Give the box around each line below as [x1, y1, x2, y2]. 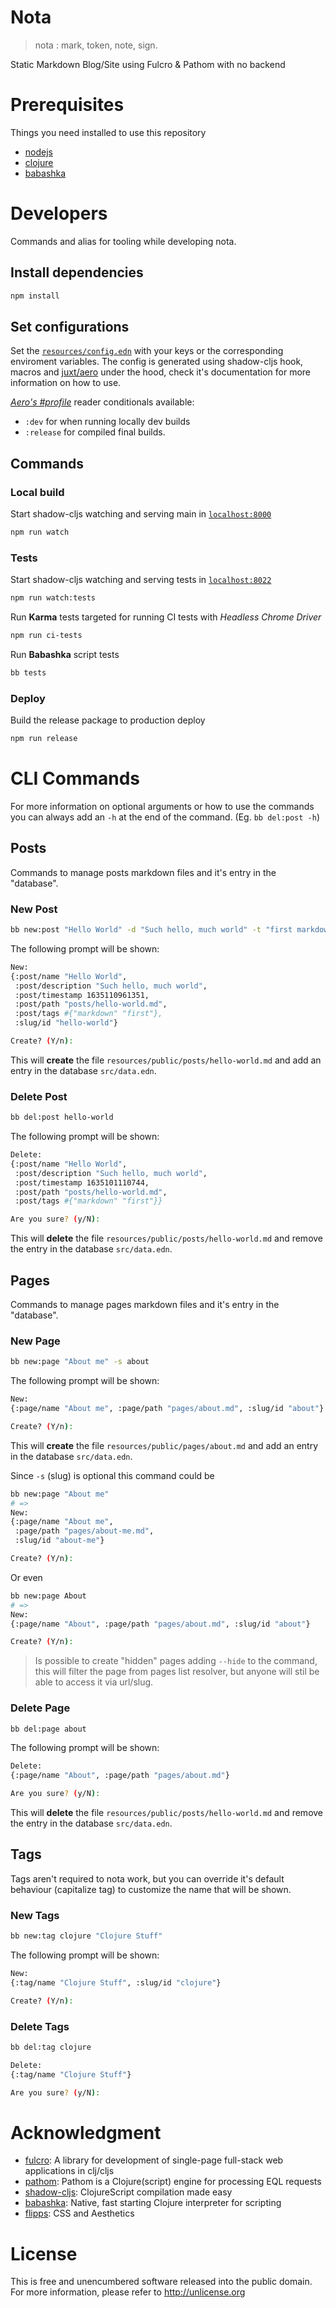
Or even [10, 1571, 43, 1583]
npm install [10, 291, 60, 301]
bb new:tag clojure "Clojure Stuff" [10, 1931, 163, 1941]
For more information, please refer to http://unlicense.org [10, 2286, 246, 2298]
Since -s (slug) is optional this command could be [10, 1469, 215, 1481]
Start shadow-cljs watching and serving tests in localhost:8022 [10, 574, 272, 586]
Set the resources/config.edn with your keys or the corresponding [10, 345, 284, 357]
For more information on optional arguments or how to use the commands [10, 800, 315, 812]
